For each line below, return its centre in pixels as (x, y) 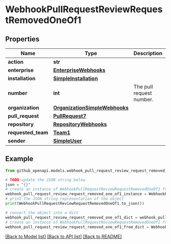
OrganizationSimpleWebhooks (91, 108)
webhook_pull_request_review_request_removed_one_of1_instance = (76, 194)
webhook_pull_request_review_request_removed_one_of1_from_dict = (77, 227)
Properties (22, 39)
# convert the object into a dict (42, 212)
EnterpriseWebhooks (79, 70)
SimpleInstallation (76, 78)
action (16, 62)
